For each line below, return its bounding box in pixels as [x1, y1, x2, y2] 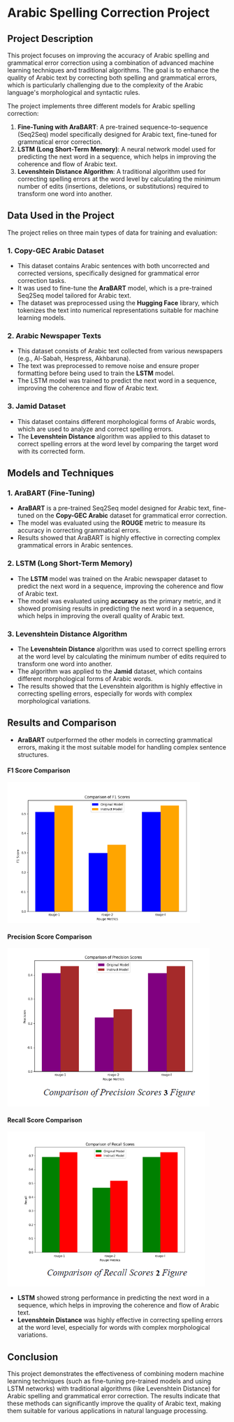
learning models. [17, 314, 66, 322]
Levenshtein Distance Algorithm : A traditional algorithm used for [17, 168, 206, 175]
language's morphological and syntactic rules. [7, 89, 140, 96]
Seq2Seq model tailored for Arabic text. [17, 291, 131, 300]
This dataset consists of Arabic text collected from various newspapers [17, 347, 224, 355]
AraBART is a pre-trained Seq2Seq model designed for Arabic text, [17, 504, 212, 513]
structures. [17, 750, 49, 758]
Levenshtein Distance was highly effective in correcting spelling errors [17, 1316, 224, 1324]
